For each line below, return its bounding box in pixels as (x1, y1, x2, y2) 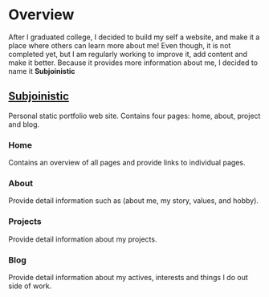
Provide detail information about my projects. (8, 234, 157, 244)
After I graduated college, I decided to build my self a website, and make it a (8, 32, 260, 42)
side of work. (8, 281, 52, 291)
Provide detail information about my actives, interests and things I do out (8, 272, 249, 282)
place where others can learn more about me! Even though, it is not (8, 40, 231, 50)
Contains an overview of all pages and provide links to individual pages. (8, 158, 246, 168)
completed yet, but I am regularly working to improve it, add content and (8, 49, 247, 59)
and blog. (8, 119, 40, 129)
